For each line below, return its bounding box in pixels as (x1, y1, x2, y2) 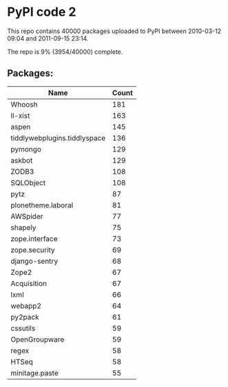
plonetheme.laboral (10, 200, 74, 210)
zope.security (10, 245, 55, 255)
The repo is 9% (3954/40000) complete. (7, 48, 123, 56)
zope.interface (10, 233, 58, 243)
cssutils (10, 323, 36, 333)
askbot (10, 156, 33, 165)
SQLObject (10, 178, 46, 187)
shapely (10, 222, 37, 232)
